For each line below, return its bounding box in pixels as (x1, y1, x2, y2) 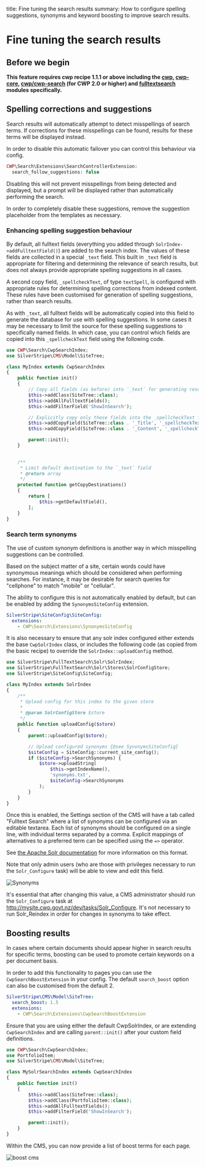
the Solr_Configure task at (6, 897, 73, 905)
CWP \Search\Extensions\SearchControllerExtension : (6, 163, 138, 170)
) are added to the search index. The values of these (58, 246, 190, 254)
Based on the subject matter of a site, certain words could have (6, 562, 166, 570)
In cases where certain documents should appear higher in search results (6, 944, 192, 952)
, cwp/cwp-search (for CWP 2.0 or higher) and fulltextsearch (18, 80, 176, 87)
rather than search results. (6, 297, 73, 304)
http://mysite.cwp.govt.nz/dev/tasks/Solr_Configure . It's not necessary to (6, 904, 191, 911)
